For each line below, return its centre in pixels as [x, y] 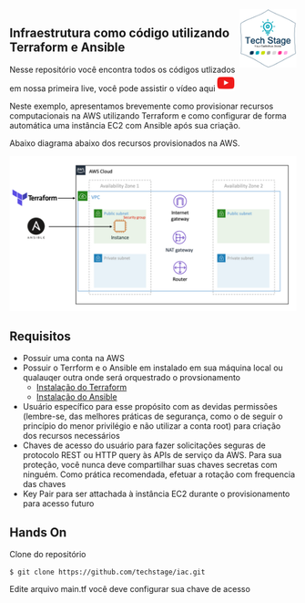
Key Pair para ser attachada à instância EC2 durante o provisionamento [156, 494]
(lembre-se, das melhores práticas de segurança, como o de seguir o [153, 416]
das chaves [44, 484]
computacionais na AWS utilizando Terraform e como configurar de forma [148, 115]
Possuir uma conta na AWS [73, 359]
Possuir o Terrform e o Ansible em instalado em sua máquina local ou [153, 368]
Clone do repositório [48, 555]
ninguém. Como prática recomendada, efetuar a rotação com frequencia [159, 474]
